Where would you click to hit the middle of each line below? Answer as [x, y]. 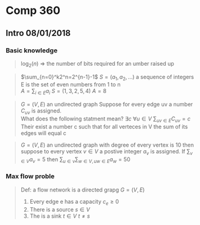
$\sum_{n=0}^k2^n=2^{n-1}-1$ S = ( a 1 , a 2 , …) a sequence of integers [107, 78]
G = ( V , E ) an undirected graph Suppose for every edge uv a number [107, 105]
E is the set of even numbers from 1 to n [70, 85]
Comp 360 [33, 11]
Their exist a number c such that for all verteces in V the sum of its [104, 126]
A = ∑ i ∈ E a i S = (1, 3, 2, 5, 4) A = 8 [63, 92]
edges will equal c [43, 133]
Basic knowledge [32, 50]
